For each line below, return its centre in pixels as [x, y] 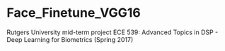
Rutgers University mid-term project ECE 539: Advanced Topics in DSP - [112, 32]
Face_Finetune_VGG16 [74, 13]
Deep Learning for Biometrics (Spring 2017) [70, 39]
